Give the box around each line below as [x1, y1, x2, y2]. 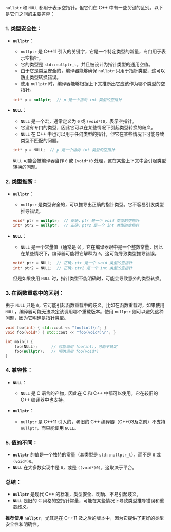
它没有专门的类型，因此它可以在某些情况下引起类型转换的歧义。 [20, 125, 156, 131]
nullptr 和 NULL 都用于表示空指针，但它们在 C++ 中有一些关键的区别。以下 [5, 5, 163, 10]
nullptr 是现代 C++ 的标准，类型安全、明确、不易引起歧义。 [12, 491, 141, 497]
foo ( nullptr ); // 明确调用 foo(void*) [14, 349, 99, 354]
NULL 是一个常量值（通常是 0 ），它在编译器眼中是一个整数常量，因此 [20, 244, 163, 250]
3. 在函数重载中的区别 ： [5, 289, 64, 296]
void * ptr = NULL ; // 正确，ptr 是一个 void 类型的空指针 [12, 261, 132, 266]
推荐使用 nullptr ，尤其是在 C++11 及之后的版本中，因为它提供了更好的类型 [5, 515, 164, 521]
